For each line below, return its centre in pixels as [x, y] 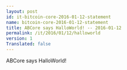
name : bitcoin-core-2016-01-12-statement [57, 22]
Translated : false [28, 44]
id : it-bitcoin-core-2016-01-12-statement [59, 17]
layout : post [22, 11]
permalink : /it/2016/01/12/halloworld [53, 33]
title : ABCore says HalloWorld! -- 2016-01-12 [64, 28]
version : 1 [19, 38]
